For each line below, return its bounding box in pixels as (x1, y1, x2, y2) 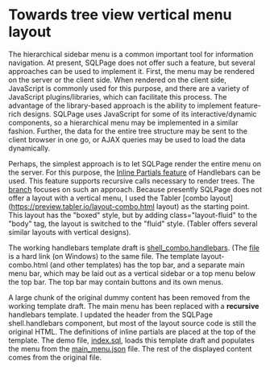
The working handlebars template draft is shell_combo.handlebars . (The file (8, 243, 260, 253)
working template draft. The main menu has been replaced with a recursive (8, 301, 260, 310)
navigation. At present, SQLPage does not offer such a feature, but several (8, 58, 255, 68)
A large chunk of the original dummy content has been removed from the (8, 292, 251, 302)
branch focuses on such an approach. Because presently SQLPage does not (8, 184, 263, 194)
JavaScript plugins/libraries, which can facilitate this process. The (8, 92, 227, 101)
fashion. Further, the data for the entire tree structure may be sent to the (8, 126, 248, 136)
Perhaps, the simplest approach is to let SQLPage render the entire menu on (8, 158, 262, 168)
